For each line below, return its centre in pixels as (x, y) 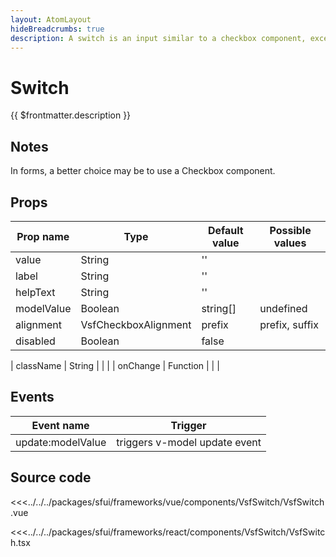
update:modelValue (61, 442)
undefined (283, 308)
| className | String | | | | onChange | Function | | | (115, 365)
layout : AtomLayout (51, 19)
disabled (35, 341)
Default (225, 230)
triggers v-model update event (189, 442)
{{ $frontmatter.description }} (71, 115)
